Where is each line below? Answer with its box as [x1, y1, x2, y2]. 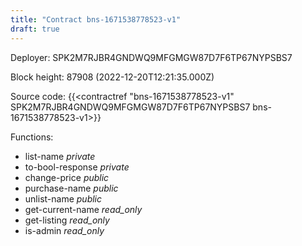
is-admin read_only [24, 224, 105, 236]
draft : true [10, 24, 60, 34]
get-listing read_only [24, 214, 110, 226]
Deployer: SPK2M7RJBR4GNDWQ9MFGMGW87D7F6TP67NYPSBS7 [10, 51, 293, 63]
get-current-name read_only [24, 203, 143, 215]
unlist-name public [24, 192, 103, 205]
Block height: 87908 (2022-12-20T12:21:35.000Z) [10, 71, 215, 83]
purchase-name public [24, 182, 119, 194]
